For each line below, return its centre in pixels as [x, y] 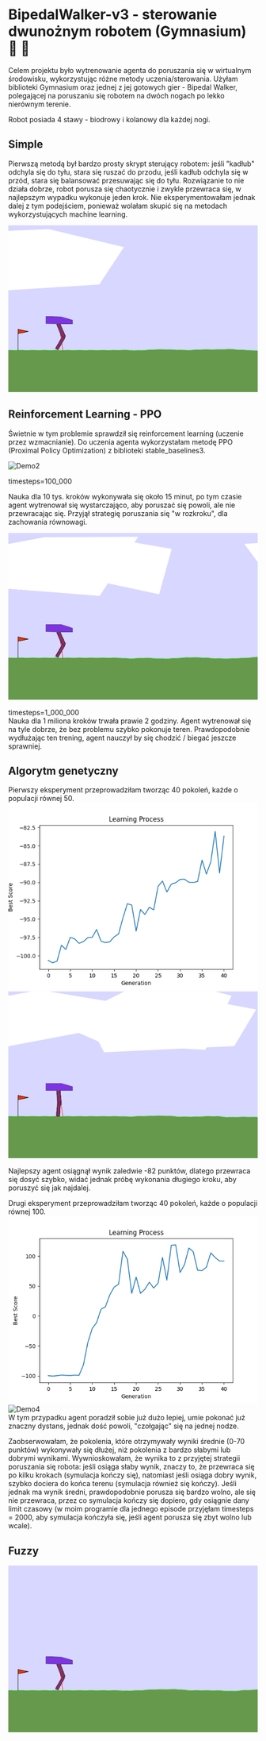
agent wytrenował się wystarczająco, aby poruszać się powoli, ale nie [122, 505]
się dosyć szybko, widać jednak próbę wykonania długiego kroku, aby [123, 1180]
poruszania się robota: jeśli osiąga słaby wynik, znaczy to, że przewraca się [131, 1467]
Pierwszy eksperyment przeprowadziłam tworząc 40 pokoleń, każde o [123, 790]
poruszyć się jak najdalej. [49, 1188]
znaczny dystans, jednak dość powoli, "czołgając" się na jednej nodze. [123, 1426]
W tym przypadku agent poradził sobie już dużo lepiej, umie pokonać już [127, 1418]
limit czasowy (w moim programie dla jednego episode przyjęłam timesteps [131, 1509]
